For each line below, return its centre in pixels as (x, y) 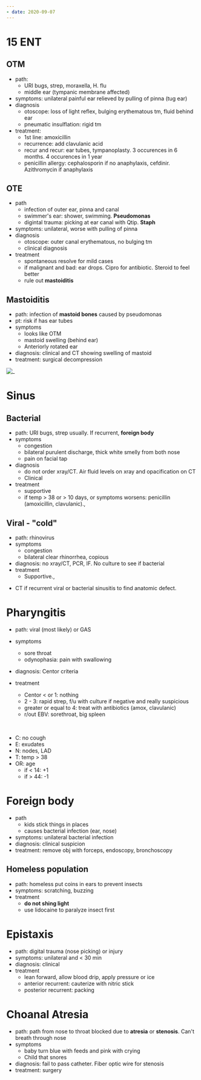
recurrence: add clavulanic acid (63, 143)
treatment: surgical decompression (59, 360)
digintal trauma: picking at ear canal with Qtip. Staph (90, 222)
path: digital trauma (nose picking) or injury (69, 951)
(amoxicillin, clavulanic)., (55, 504)
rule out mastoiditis (49, 281)
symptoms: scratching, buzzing (54, 890)
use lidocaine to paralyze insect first (69, 910)
